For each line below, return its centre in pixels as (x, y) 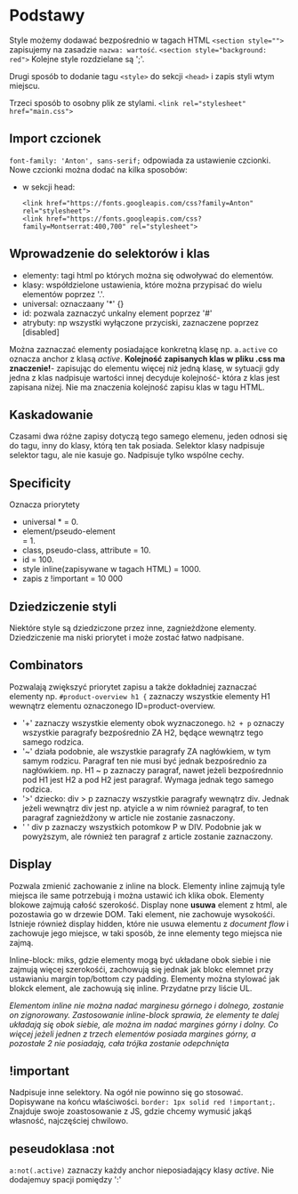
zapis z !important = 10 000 (72, 578)
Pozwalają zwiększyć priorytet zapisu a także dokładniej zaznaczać (133, 687)
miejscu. (24, 85)
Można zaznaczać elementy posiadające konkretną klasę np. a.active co (144, 349)
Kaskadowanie (51, 415)
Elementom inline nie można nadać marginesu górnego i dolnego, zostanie (147, 1005)
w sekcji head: (48, 187)
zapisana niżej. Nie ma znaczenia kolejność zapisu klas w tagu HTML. (137, 387)
